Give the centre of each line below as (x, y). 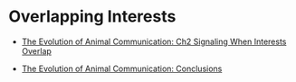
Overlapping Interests (92, 17)
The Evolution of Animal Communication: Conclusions (122, 68)
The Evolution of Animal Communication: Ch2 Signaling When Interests (154, 41)
